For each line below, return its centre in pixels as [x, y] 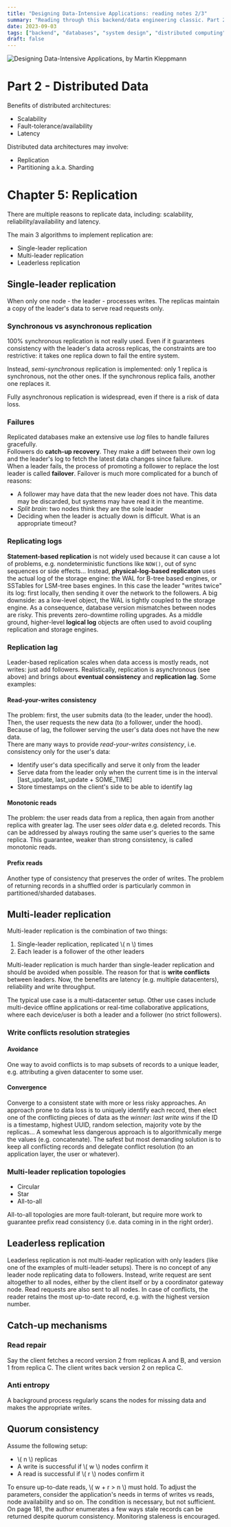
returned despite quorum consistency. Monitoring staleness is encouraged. [113, 1516]
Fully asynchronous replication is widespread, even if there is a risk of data [113, 397]
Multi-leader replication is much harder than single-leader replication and [111, 965]
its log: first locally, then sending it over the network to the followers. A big [112, 593]
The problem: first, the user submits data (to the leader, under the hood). [110, 715]
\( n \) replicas [37, 1459]
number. [19, 1303]
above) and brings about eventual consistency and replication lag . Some [112, 677]
